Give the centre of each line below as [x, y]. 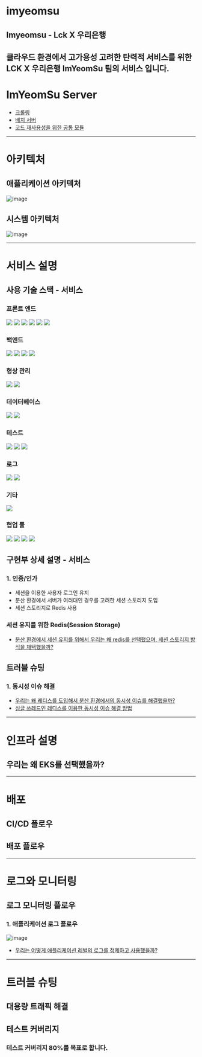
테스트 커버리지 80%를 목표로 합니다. [57, 1047]
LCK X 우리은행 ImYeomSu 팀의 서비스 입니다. [88, 69]
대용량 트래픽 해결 [37, 1007]
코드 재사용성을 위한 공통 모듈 [49, 127]
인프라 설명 [32, 740]
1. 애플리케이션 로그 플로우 [42, 924]
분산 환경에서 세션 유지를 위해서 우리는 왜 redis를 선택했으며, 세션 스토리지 [102, 639]
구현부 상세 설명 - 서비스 [48, 560]
